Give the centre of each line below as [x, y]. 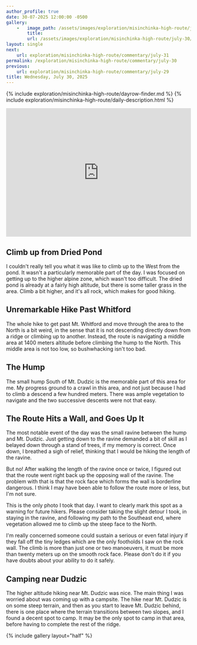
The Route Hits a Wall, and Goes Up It [75, 419]
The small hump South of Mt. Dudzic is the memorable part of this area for [96, 381]
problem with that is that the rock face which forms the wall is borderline [94, 482]
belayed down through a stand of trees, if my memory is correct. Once [91, 445]
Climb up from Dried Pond [54, 252]
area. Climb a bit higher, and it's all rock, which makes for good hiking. [91, 291]
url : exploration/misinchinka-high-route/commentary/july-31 [93, 55]
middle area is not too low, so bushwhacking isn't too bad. [76, 349]
